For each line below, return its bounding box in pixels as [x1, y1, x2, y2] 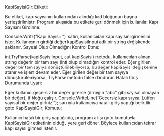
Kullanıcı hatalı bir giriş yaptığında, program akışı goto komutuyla [5, 115, 136, 120]
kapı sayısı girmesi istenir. [5, 125, 58, 131]
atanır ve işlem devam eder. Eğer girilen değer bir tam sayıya [5, 69, 128, 75]
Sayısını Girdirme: [5, 24, 41, 30]
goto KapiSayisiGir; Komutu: [5, 105, 62, 111]
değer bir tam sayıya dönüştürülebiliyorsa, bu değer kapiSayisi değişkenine [5, 64, 158, 70]
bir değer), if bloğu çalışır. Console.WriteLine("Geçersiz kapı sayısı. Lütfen [5, 95, 155, 101]
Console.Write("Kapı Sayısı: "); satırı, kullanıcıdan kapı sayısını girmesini [5, 34, 150, 39]
